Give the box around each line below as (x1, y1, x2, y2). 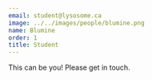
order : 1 (8, 33, 38, 42)
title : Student (8, 41, 59, 49)
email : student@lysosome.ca (8, 11, 102, 20)
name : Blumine (8, 26, 56, 34)
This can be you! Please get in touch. (8, 63, 130, 72)
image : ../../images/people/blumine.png (8, 19, 146, 27)
